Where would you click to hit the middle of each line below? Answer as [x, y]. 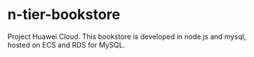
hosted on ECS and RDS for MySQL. [66, 44]
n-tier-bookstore [64, 15]
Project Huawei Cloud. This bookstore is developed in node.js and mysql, [127, 36]
